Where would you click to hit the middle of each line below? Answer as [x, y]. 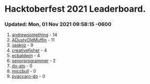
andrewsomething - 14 [34, 35]
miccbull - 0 [24, 71]
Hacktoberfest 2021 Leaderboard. [75, 9]
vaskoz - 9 [23, 45]
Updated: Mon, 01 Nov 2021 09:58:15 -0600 [58, 24]
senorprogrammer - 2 [34, 61]
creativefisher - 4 [29, 50]
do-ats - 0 [22, 66]
